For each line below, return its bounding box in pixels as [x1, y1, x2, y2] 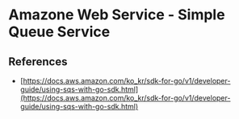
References [8, 55, 68, 68]
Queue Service [8, 23, 111, 41]
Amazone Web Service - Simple [8, 6, 225, 24]
